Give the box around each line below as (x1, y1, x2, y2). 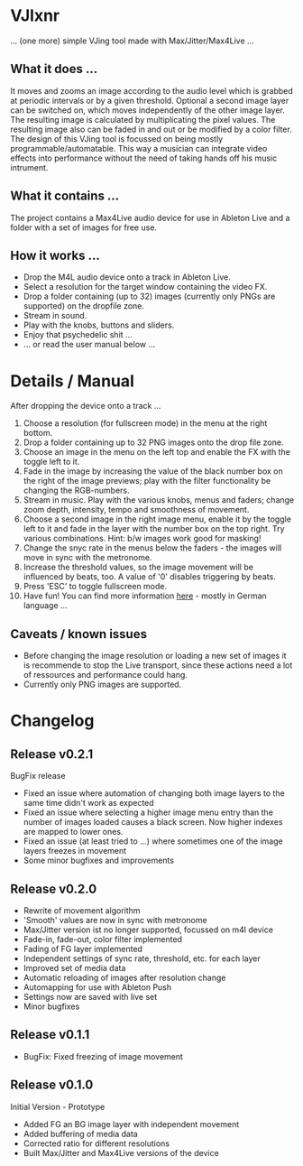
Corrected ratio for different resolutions (23, 1138, 170, 1149)
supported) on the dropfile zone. (23, 301, 145, 311)
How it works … (10, 247, 100, 263)
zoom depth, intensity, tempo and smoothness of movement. (23, 504, 250, 515)
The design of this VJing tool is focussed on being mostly (10, 133, 224, 144)
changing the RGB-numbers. (23, 485, 130, 496)
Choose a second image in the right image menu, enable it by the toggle (23, 514, 292, 524)
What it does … (10, 61, 98, 77)
